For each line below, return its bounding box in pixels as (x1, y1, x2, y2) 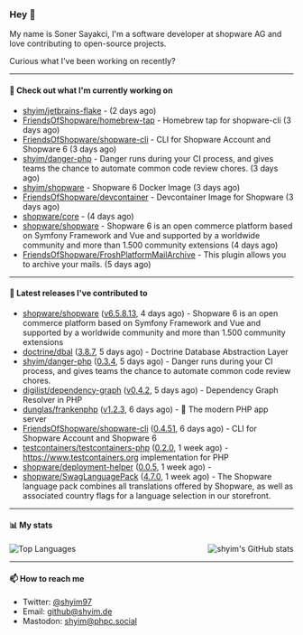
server (22, 413, 47, 424)
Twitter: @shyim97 (22, 596, 93, 608)
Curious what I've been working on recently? (9, 56, 176, 67)
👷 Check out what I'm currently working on (9, 85, 173, 96)
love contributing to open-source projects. (9, 38, 167, 49)
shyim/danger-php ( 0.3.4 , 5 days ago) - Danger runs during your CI (22, 356, 273, 367)
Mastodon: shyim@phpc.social (22, 616, 138, 627)
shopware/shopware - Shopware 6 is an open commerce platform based (22, 220, 293, 231)
